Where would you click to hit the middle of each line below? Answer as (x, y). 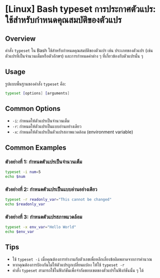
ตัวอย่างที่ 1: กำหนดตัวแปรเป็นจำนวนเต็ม (44, 162)
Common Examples (36, 147)
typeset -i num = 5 (23, 172)
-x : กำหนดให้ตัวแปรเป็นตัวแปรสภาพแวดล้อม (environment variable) (73, 132)
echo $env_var (20, 232)
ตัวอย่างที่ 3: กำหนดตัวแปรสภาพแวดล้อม (44, 217)
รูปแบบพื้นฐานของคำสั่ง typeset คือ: (36, 84)
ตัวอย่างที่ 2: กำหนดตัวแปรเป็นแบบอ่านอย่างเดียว (51, 189)
